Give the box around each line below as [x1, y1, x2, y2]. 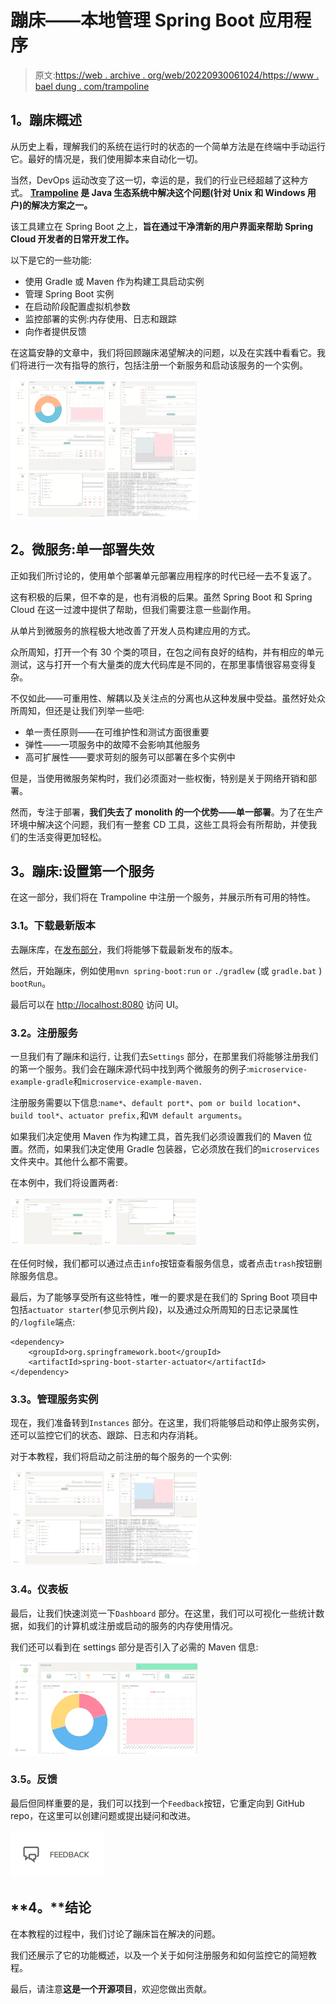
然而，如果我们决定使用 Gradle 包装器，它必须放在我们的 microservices [27, 1142, 320, 1155]
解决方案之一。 [31, 199, 93, 211]
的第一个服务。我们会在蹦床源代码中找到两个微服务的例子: [10, 1062, 250, 1075]
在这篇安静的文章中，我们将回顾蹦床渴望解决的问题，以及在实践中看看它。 [10, 346, 317, 358]
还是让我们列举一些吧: [53, 704, 145, 716]
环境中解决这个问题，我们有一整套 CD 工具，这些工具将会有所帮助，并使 [10, 818, 309, 830]
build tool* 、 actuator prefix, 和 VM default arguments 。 [10, 1109, 248, 1121]
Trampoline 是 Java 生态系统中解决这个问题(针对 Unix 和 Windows [29, 186, 306, 198]
